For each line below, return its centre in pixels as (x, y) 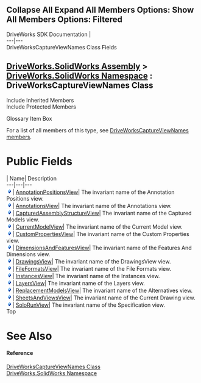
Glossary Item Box (29, 118)
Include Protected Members (41, 107)
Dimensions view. (28, 254)
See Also (29, 336)
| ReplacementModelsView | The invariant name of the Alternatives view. (103, 290)
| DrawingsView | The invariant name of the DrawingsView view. (92, 261)
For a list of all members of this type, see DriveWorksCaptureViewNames (97, 130)
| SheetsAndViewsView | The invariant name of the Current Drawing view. (104, 298)
